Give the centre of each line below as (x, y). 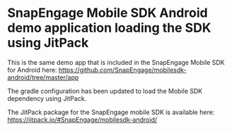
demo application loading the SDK (109, 28)
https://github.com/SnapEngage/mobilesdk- (123, 70)
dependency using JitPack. (47, 98)
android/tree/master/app (43, 77)
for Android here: (32, 70)
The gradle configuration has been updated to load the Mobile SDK (105, 91)
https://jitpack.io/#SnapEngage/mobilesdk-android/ (82, 119)
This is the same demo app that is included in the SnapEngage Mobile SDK (116, 62)
